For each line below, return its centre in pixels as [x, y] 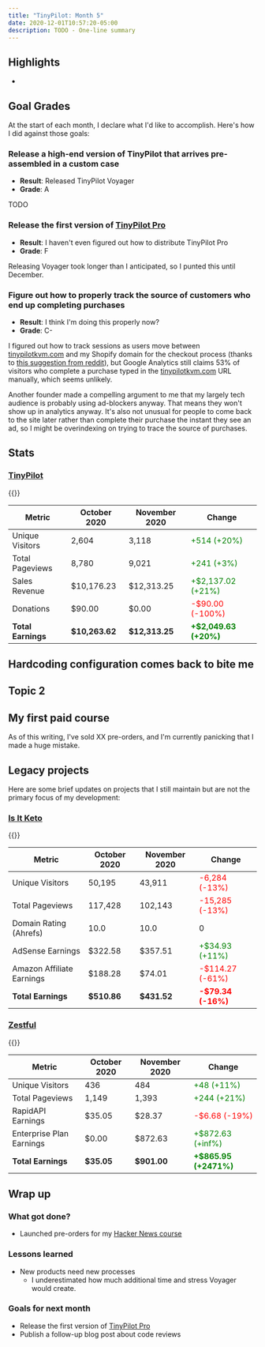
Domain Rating [39, 924]
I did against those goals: [49, 134]
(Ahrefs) [28, 933]
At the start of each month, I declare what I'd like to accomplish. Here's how [131, 125]
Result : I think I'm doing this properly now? [90, 322]
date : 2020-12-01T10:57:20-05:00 [63, 23]
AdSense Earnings [46, 951]
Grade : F [34, 250]
